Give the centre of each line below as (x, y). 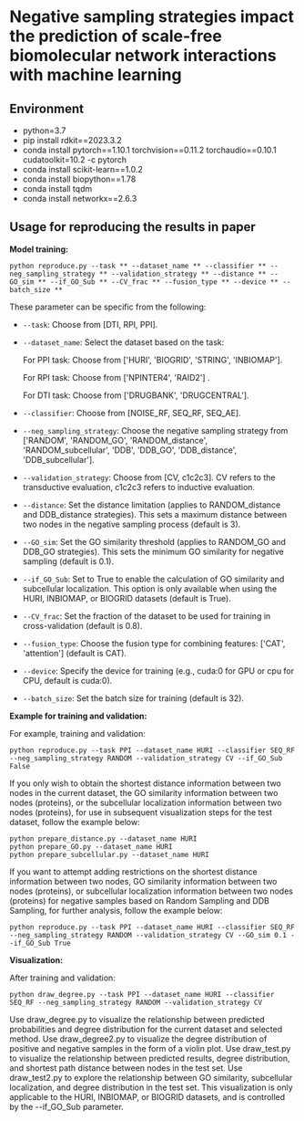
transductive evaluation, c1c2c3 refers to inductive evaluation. (139, 487)
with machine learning (96, 75)
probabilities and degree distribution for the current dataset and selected (146, 1029)
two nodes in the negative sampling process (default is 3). (132, 524)
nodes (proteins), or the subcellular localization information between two (146, 802)
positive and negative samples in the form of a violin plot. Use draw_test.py (150, 1048)
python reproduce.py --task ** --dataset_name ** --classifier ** (138, 266)
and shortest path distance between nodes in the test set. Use (126, 1068)
